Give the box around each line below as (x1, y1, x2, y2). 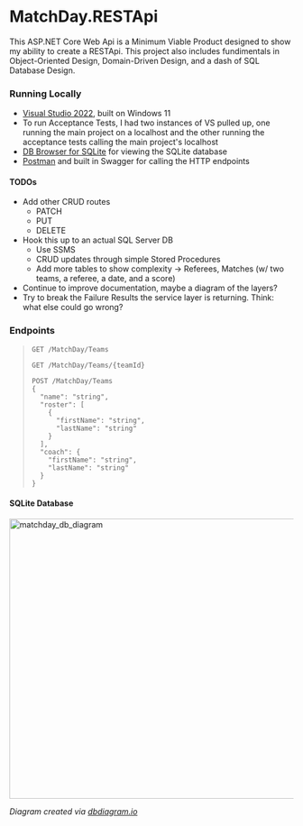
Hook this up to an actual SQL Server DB (22, 234, 174, 245)
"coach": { (40, 447, 81, 456)
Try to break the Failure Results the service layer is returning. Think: (22, 292, 275, 303)
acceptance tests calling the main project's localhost (22, 137, 219, 148)
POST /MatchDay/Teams (31, 376, 113, 385)
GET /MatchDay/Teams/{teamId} (31, 361, 146, 370)
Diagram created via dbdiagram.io (9, 805, 138, 817)
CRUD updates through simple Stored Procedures (35, 254, 221, 265)
